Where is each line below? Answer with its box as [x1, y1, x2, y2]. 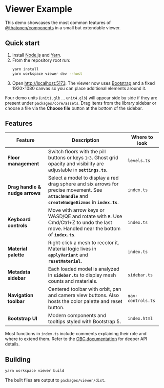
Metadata [7, 269, 31, 275]
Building [5, 355, 31, 364]
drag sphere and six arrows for [48, 181, 119, 187]
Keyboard [7, 216, 31, 223]
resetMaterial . [48, 258, 82, 265]
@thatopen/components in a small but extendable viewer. [5, 24, 121, 30]
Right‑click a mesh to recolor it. [48, 239, 120, 246]
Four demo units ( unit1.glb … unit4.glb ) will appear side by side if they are [5, 94, 158, 101]
